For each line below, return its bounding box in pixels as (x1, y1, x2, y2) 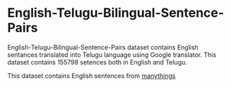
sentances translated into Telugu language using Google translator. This (7, 51, 217, 59)
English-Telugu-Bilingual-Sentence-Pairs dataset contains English (7, 43, 199, 51)
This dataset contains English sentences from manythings (7, 72, 176, 80)
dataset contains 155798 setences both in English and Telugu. (7, 58, 187, 66)
